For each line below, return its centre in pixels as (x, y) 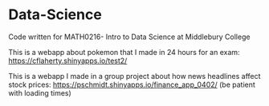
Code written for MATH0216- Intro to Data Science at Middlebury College (129, 37)
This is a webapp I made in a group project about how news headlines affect (134, 76)
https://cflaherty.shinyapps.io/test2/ (68, 61)
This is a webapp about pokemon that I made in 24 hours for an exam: (124, 52)
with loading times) (40, 92)
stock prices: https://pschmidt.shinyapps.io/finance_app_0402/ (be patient (132, 84)
